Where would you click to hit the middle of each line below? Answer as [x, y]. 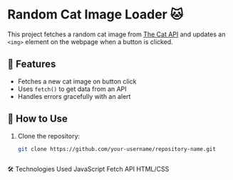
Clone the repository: [49, 136]
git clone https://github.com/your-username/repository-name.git [116, 149]
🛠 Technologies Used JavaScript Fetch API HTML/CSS [88, 169]
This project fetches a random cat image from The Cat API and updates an [116, 34]
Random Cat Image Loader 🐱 [95, 15]
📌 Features [32, 64]
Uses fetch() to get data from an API [72, 89]
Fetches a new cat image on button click [77, 81]
